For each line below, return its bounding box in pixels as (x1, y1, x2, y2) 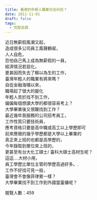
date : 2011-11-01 (5, 12, 40, 17)
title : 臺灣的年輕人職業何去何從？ (5, 7, 67, 12)
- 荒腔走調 (9, 25, 29, 30)
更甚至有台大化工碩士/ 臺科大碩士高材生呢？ (5, 149, 93, 155)
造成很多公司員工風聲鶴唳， (5, 45, 61, 51)
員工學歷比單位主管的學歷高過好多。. (5, 161, 79, 167)
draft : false (5, 16, 32, 21)
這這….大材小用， (5, 155, 40, 161)
